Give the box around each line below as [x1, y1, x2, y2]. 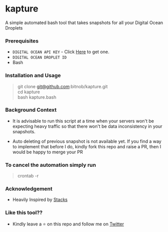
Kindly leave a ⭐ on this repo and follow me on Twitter [12, 221, 124, 227]
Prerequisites [5, 37, 39, 44]
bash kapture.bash [17, 94, 57, 100]
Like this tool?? [5, 209, 43, 216]
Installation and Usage [5, 72, 61, 79]
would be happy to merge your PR [12, 149, 83, 155]
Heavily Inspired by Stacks [12, 196, 68, 203]
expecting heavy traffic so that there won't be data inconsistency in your [12, 123, 162, 129]
